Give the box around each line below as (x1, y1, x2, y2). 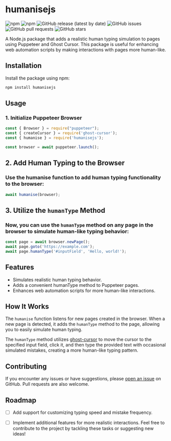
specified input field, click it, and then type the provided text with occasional (5, 342, 166, 348)
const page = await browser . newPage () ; (5, 239, 90, 244)
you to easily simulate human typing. (5, 327, 83, 333)
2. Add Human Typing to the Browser (5, 159, 125, 167)
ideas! (12, 431, 26, 437)
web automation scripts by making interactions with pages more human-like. (5, 46, 166, 53)
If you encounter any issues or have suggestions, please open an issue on (5, 376, 161, 382)
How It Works (5, 302, 50, 311)
